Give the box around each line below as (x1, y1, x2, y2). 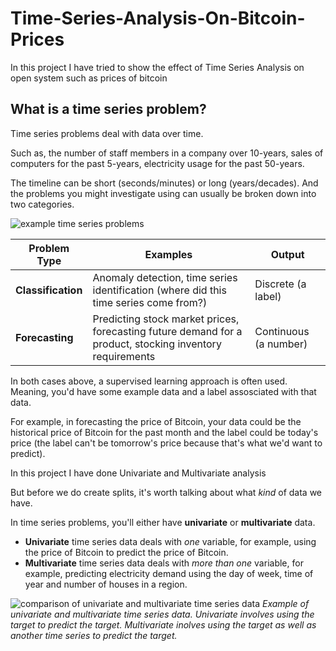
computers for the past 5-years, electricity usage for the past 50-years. (10, 157, 305, 169)
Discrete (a (254, 277, 307, 291)
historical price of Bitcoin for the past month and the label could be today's (10, 426, 319, 438)
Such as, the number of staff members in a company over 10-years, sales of (10, 147, 324, 159)
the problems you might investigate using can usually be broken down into (10, 187, 317, 199)
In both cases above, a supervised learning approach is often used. (10, 375, 288, 387)
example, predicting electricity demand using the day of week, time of (24, 567, 314, 579)
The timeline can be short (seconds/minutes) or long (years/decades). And (10, 177, 319, 189)
